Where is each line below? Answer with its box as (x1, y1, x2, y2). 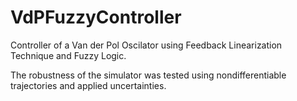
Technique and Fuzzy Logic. (10, 49, 127, 61)
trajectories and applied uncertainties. (10, 79, 167, 91)
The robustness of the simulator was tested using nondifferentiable (10, 69, 287, 81)
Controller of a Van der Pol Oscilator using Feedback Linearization (10, 39, 283, 51)
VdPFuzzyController (10, 6, 182, 29)
